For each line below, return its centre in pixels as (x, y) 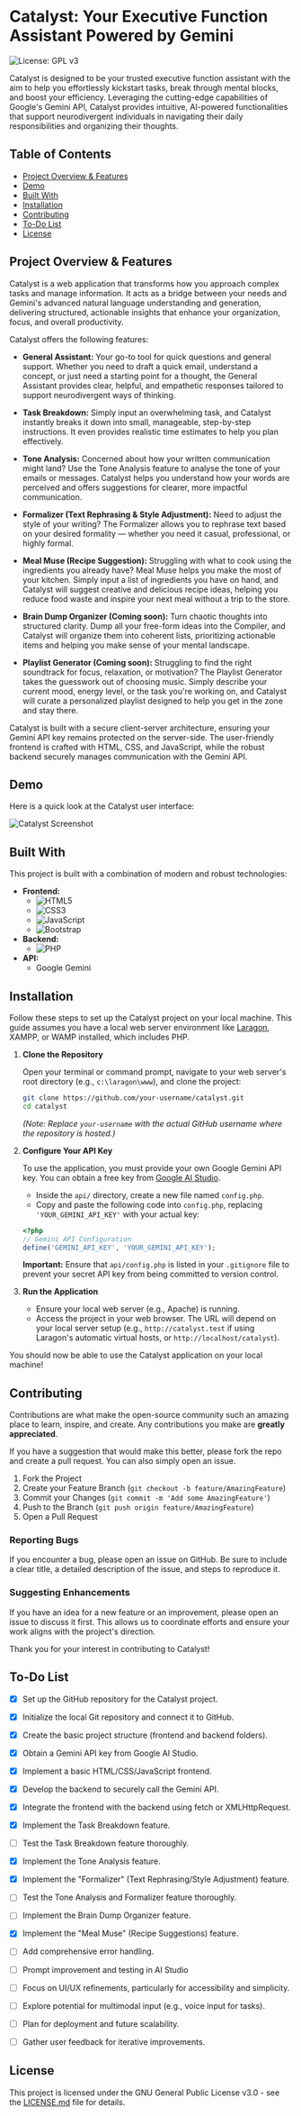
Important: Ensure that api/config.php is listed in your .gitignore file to (156, 1265)
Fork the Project (52, 1478)
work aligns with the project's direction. (82, 1631)
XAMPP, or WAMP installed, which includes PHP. (100, 1037)
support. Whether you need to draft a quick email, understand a (140, 366)
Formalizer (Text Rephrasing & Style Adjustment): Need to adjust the (152, 514)
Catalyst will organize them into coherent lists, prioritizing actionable (149, 635)
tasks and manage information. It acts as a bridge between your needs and (148, 293)
